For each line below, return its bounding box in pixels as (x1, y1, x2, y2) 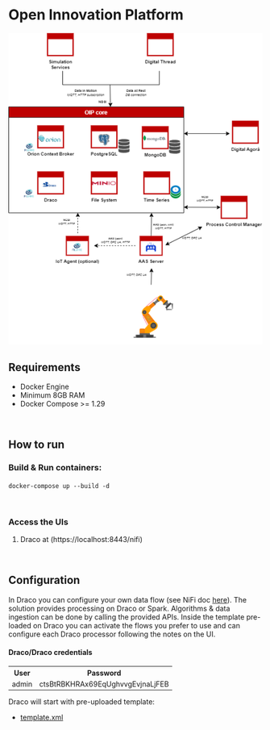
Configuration (8, 574, 81, 587)
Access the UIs (8, 516, 69, 528)
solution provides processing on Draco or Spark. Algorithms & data (8, 603, 231, 613)
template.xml (19, 712, 64, 723)
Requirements (8, 361, 81, 374)
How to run (8, 438, 65, 452)
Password (87, 668, 122, 678)
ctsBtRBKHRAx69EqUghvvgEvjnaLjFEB (39, 679, 169, 689)
